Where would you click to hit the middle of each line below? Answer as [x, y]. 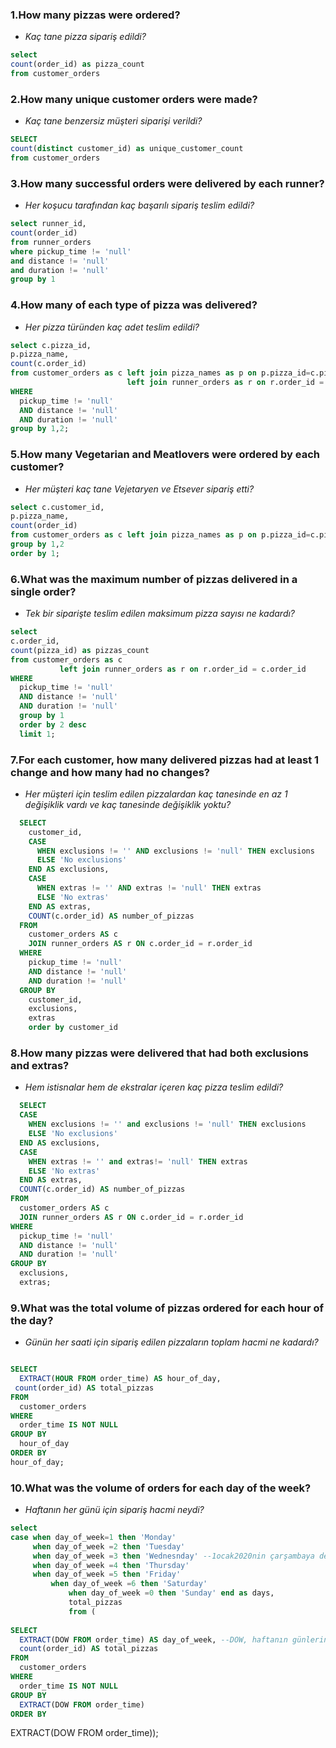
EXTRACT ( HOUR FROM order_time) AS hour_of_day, [120, 1379]
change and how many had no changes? [110, 772]
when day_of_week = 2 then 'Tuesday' [109, 1546]
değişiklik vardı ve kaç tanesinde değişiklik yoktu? [128, 804]
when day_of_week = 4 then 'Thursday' [111, 1565]
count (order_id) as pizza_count [77, 64]
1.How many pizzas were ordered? [95, 15]
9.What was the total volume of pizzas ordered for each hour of [167, 1308]
